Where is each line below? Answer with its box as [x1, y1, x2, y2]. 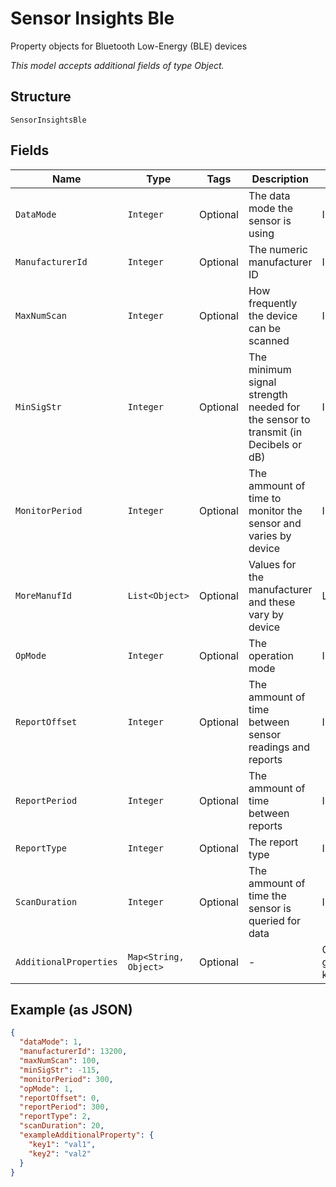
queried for [248, 913, 302, 927]
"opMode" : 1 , [19, 1083, 74, 1094]
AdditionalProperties [15, 956, 118, 967]
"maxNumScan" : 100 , [19, 1056, 101, 1066]
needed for [248, 400, 301, 414]
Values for [248, 557, 297, 571]
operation [248, 648, 294, 662]
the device [248, 308, 298, 322]
